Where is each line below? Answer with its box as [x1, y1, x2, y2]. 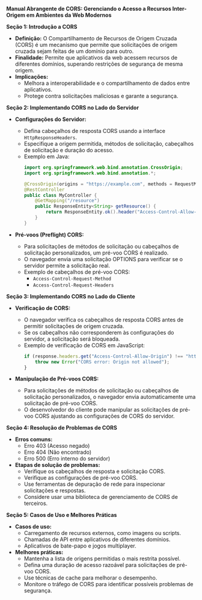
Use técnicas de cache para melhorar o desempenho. [23, 574, 158, 581]
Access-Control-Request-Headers [32, 282, 114, 288]
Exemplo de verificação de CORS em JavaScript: [23, 341, 145, 348]
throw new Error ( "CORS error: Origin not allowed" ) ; [35, 359, 170, 365]
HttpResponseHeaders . [23, 134, 77, 141]
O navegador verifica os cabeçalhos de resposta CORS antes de [23, 316, 184, 323]
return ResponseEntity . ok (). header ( [45, 209, 138, 215]
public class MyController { [23, 192, 97, 198]
